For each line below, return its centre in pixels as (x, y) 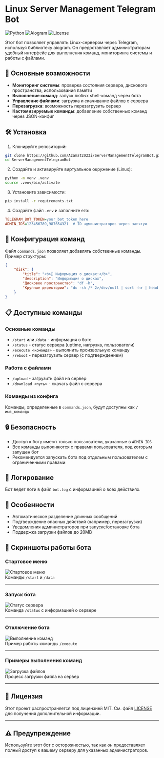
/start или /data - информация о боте (52, 340)
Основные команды (30, 329)
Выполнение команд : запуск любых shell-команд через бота (76, 95)
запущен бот (25, 452)
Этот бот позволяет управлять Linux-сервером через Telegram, (72, 42)
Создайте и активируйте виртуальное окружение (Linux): (72, 169)
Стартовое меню (26, 562)
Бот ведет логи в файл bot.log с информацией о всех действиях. (73, 489)
